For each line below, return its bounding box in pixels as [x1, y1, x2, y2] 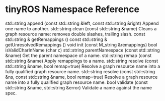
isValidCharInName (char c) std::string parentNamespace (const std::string [5, 47, 160, 53]
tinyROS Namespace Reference [5, 4, 140, 15]
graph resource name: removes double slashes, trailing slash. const [5, 31, 145, 37]
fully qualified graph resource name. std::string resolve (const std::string [5, 68, 155, 74]
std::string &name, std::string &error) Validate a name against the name [5, 84, 152, 90]
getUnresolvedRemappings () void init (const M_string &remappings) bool [5, 41, 157, 47]
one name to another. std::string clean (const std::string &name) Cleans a [5, 25, 157, 31]
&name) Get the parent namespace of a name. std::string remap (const [5, 52, 152, 59]
